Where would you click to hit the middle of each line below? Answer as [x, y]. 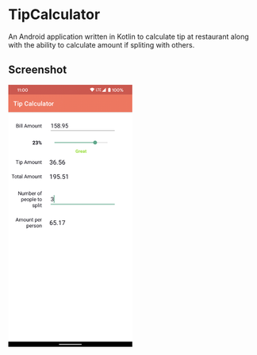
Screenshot [38, 70]
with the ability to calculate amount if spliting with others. [102, 44]
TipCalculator [54, 15]
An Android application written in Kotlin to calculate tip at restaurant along [129, 36]
